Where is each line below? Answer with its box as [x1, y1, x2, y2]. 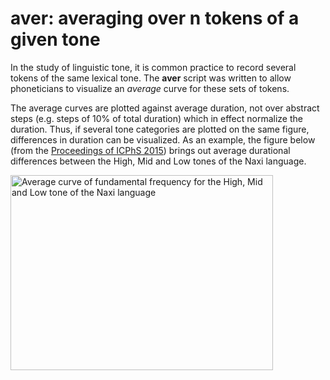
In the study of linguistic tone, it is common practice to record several [10, 61, 297, 73]
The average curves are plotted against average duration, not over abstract [10, 102, 320, 114]
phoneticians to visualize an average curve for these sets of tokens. [10, 82, 290, 94]
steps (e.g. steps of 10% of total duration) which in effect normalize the [10, 112, 303, 124]
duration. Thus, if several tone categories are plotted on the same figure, [10, 123, 310, 135]
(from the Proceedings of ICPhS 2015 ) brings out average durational [10, 144, 291, 156]
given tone [10, 28, 101, 51]
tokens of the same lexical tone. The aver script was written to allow [10, 72, 292, 84]
